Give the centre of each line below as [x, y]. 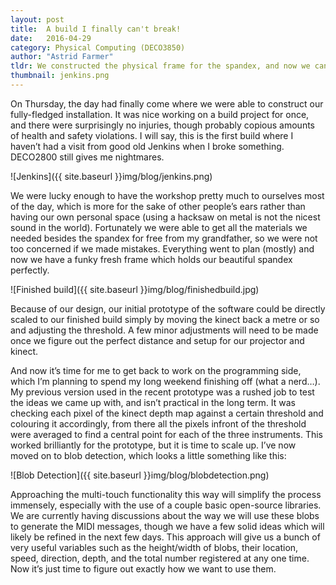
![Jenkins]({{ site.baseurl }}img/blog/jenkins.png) [111, 176]
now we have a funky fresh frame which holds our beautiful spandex [151, 259]
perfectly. [30, 270]
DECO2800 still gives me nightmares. [87, 157]
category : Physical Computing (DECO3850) [98, 47]
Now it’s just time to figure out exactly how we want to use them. [143, 568]
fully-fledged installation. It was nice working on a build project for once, [160, 114]
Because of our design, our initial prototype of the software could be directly [168, 308]
